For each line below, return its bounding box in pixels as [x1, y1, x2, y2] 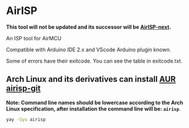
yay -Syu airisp [6, 116, 46, 122]
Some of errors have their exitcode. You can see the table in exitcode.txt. [6, 57, 183, 64]
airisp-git [6, 84, 41, 94]
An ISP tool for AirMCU [6, 34, 62, 41]
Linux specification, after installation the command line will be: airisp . [6, 105, 181, 112]
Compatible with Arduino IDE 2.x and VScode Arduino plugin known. [6, 46, 171, 53]
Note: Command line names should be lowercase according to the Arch [6, 99, 184, 106]
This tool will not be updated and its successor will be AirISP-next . [6, 23, 171, 30]
